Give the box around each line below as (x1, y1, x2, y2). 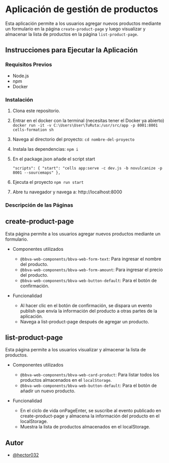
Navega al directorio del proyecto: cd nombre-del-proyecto (12, 136, 135, 142)
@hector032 (12, 452, 39, 458)
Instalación (5, 96, 33, 103)
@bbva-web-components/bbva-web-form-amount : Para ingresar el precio (20, 267, 163, 273)
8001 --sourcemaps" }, (12, 170, 61, 175)
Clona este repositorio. (12, 108, 60, 114)
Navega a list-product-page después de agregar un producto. (20, 318, 149, 324)
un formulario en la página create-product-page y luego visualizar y (5, 25, 146, 31)
